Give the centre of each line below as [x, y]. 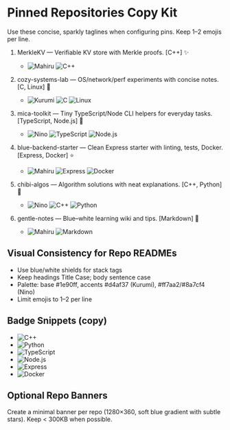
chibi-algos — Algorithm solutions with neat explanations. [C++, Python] [119, 184]
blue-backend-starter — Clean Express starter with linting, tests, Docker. [120, 147]
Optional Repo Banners [57, 395]
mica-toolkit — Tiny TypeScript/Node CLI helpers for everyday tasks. [115, 113]
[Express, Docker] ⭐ [45, 155]
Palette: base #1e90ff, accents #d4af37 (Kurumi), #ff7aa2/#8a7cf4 [111, 284]
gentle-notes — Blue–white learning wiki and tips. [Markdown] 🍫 [108, 218]
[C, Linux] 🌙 [34, 87]
